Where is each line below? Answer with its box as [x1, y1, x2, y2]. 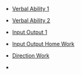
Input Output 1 [11, 28, 47, 36]
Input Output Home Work [11, 41, 74, 47]
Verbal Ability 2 [11, 17, 50, 24]
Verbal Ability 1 [11, 5, 50, 12]
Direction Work [11, 52, 50, 59]
